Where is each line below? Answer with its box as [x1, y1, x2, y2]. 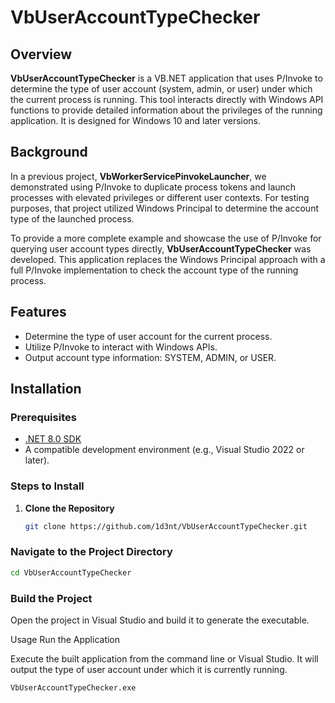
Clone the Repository [24, 502, 115, 514]
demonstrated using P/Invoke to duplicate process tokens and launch [10, 181, 297, 193]
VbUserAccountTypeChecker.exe [10, 682, 137, 693]
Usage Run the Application [10, 633, 121, 645]
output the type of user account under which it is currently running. [10, 663, 288, 675]
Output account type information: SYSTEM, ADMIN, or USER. [24, 351, 277, 363]
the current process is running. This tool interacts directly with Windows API [10, 94, 324, 105]
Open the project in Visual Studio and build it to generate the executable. [10, 614, 310, 626]
